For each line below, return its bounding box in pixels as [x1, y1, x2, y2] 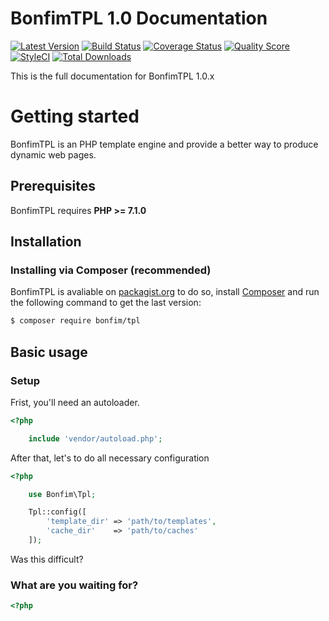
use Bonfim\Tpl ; [28, 489, 97, 499]
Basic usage [10, 343, 88, 361]
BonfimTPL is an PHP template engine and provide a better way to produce [10, 138, 319, 150]
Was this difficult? [10, 553, 84, 565]
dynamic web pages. [10, 148, 97, 161]
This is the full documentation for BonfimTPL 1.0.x [10, 70, 215, 82]
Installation [10, 233, 82, 251]
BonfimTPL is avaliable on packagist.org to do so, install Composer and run [10, 286, 320, 298]
